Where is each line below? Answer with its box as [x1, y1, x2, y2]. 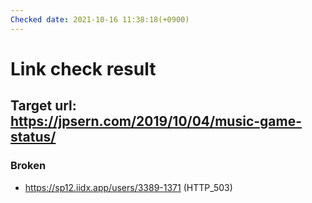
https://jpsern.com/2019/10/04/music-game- [10, 113, 303, 130]
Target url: [10, 97, 77, 115]
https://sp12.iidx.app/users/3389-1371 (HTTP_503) [24, 181, 233, 193]
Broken [10, 159, 47, 173]
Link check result [10, 57, 157, 80]
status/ [10, 129, 57, 146]
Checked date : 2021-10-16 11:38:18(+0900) [10, 14, 190, 25]
